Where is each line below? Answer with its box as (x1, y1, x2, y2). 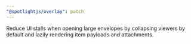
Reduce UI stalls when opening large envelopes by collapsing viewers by (6, 25, 186, 32)
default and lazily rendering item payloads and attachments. (6, 31, 154, 38)
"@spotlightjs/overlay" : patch (6, 8, 84, 15)
